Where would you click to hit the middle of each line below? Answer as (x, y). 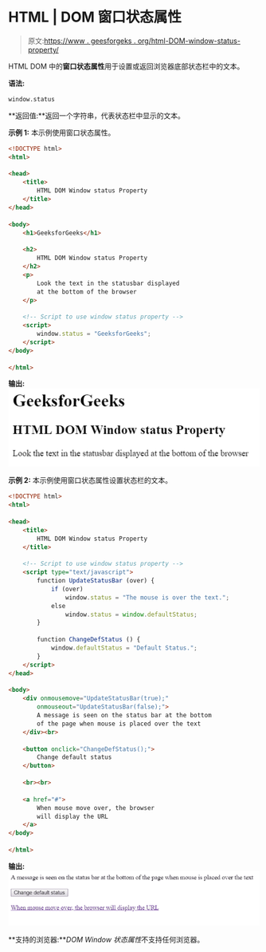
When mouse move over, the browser (96, 808)
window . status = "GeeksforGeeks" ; (94, 334)
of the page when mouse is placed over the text (119, 724)
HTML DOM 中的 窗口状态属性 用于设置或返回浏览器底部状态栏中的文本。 (126, 66)
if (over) (67, 589)
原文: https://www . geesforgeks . (82, 41)
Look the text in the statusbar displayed (108, 283)
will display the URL (73, 816)
